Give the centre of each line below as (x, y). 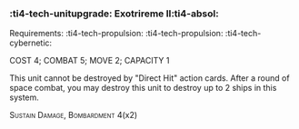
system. (24, 97)
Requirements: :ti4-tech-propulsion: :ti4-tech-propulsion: (116, 34)
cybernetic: (31, 43)
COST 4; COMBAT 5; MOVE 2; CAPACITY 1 (90, 61)
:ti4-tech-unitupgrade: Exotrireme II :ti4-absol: (115, 14)
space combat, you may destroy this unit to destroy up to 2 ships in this (143, 88)
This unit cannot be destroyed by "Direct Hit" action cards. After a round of (149, 78)
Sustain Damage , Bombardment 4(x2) (74, 115)
